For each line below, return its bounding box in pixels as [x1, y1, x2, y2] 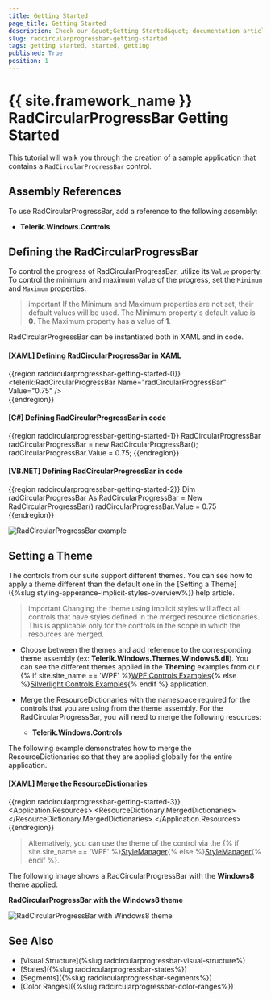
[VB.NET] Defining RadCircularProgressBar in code [8, 466, 183, 476]
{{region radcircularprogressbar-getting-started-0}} [8, 368, 181, 378]
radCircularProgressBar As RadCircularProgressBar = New [8, 493, 203, 503]
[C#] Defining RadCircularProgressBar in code [8, 413, 167, 422]
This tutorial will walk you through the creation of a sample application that [8, 153, 256, 162]
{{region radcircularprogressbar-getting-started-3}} [8, 797, 181, 807]
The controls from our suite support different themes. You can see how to [8, 570, 253, 580]
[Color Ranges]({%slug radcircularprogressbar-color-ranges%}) [19, 981, 234, 991]
